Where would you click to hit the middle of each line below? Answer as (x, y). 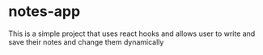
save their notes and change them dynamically (86, 41)
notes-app (45, 12)
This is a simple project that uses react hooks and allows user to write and (132, 33)
